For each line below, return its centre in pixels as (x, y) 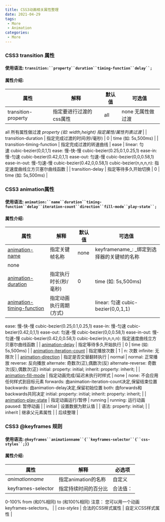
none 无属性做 (138, 112)
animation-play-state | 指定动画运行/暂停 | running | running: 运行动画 (75, 400)
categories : (17, 33)
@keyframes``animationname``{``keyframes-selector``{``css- (88, 440)
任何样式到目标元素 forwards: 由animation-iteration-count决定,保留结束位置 (81, 382)
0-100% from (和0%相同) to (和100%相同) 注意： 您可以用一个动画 (72, 502)
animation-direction (40, 357)
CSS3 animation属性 (30, 189)
